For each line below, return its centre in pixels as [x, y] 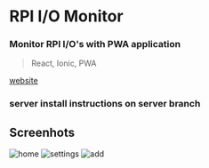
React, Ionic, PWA [64, 63]
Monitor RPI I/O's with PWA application [95, 44]
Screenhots [42, 132]
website [24, 81]
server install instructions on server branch [105, 104]
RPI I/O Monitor [66, 16]
